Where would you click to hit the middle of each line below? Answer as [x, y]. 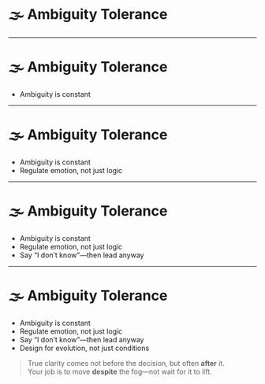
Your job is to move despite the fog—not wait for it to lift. [120, 371]
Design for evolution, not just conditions [84, 348]
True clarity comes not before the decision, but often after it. [126, 363]
